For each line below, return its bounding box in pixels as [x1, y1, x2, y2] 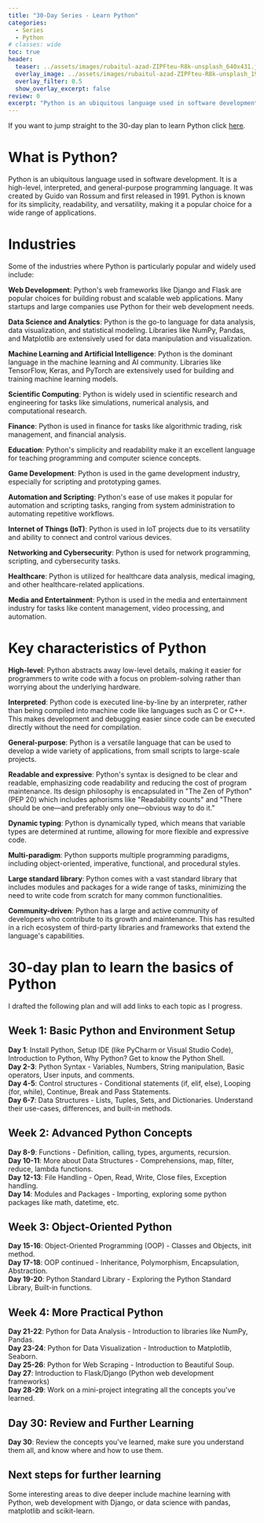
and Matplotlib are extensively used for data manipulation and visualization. [8, 334, 252, 343]
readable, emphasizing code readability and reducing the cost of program [8, 778, 247, 787]
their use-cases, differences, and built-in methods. [8, 1103, 173, 1113]
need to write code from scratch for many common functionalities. [8, 890, 223, 900]
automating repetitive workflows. [8, 509, 115, 518]
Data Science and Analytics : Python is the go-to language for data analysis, [8, 317, 255, 327]
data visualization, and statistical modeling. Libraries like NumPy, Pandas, [8, 326, 246, 335]
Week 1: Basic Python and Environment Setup [8, 1024, 236, 1037]
